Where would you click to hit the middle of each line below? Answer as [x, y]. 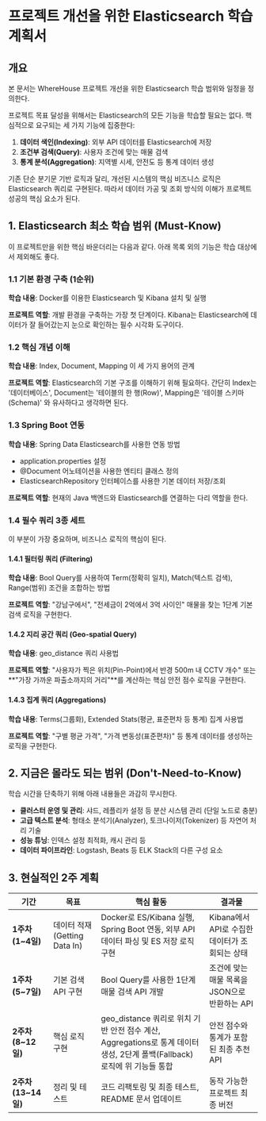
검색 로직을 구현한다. [40, 614]
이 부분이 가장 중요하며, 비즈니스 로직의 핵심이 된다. [87, 539]
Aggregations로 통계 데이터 [150, 1042]
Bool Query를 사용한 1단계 [148, 980]
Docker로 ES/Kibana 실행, [148, 918]
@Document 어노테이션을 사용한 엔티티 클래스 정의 [99, 471]
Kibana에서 [230, 918]
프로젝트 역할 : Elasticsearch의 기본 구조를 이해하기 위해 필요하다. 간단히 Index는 [133, 383]
